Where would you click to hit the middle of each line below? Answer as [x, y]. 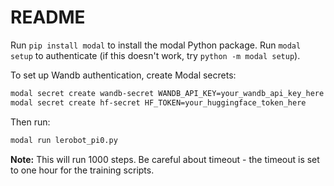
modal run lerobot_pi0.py [64, 140]
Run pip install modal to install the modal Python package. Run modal [156, 45]
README [48, 17]
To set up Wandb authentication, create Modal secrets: [123, 75]
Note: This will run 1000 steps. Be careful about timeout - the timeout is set [165, 159]
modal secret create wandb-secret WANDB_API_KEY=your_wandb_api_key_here [167, 93]
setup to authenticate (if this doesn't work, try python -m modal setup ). [155, 55]
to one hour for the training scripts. [82, 170]
